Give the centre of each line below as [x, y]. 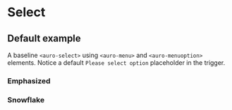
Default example [44, 38]
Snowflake [26, 99]
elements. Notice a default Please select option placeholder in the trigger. [116, 63]
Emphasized [29, 80]
